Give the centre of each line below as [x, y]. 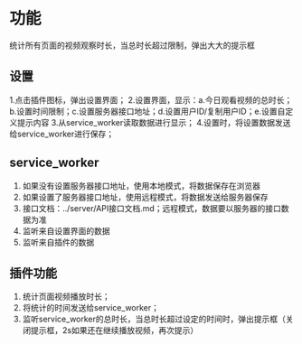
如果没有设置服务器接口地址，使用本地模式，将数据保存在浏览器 [141, 185]
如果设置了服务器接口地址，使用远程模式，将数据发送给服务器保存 [145, 197]
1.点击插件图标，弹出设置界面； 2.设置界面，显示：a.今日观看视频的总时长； [151, 99]
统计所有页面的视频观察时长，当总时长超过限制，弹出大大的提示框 [132, 45]
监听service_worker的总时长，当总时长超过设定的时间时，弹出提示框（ [154, 319]
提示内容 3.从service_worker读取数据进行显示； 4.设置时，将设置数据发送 [154, 122]
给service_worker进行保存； [62, 134]
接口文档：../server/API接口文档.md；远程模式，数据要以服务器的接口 [152, 208]
